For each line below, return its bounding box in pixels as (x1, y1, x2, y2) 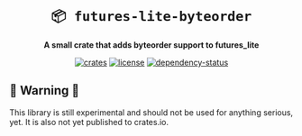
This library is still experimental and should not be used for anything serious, (9, 106, 294, 118)
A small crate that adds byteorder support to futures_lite (43, 39, 260, 50)
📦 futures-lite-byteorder (50, 8, 252, 25)
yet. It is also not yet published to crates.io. (9, 116, 169, 127)
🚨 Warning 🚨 (9, 83, 80, 98)
